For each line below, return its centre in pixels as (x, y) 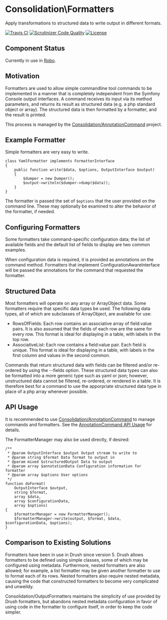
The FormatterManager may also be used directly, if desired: (67, 439)
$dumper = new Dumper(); (49, 179)
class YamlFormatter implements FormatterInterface (60, 161)
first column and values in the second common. (61, 355)
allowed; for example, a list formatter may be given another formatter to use (83, 571)
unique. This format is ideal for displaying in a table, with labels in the (83, 350)
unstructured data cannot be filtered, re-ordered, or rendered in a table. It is (83, 381)
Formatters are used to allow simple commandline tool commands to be (79, 88)
